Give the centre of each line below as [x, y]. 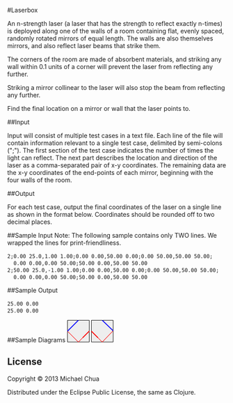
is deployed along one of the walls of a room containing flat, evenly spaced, [116, 31]
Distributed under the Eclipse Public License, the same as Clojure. [102, 392]
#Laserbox [23, 10]
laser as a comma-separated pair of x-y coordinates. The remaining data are [117, 165]
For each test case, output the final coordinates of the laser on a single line [114, 207]
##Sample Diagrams [37, 340]
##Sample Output [32, 290]
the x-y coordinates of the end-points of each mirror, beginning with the [110, 173]
